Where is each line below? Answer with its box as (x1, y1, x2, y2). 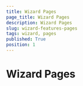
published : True (6, 36, 46, 42)
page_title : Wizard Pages (6, 14, 69, 20)
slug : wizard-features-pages (6, 25, 78, 31)
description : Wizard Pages (6, 20, 72, 26)
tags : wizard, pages (6, 31, 57, 37)
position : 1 (6, 42, 35, 48)
